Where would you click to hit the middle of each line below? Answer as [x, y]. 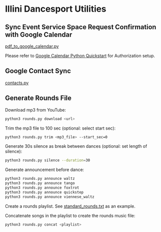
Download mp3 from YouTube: [36, 110]
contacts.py [17, 83]
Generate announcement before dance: [45, 170]
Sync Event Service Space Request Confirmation [81, 27]
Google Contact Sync [38, 71]
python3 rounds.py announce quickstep [44, 192]
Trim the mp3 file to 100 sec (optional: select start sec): [60, 128]
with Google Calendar [39, 34]
